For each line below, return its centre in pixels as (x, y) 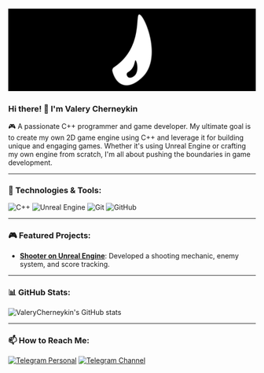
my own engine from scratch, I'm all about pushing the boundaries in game (130, 155)
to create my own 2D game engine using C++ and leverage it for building (126, 137)
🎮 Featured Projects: (49, 236)
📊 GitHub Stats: (39, 292)
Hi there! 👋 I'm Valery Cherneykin (73, 108)
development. (30, 163)
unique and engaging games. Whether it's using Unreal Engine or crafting (127, 146)
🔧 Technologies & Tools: (55, 191)
